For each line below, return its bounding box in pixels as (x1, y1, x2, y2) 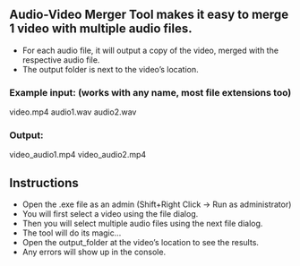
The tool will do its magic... (21, 227, 122, 238)
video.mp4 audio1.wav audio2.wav (9, 107, 137, 117)
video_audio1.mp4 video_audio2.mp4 (9, 150, 147, 160)
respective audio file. (21, 54, 100, 65)
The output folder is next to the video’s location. (21, 64, 199, 74)
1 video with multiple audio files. (9, 21, 193, 37)
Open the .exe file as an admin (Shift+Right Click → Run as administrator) (21, 199, 292, 210)
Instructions (9, 175, 79, 191)
